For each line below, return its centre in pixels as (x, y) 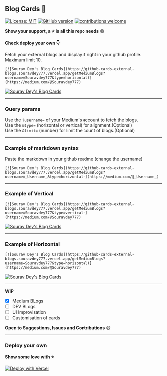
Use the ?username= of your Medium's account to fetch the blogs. (72, 120)
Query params (23, 109)
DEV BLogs (24, 307)
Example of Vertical (29, 194)
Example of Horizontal (33, 244)
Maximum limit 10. (24, 60)
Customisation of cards (36, 318)
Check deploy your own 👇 (32, 43)
